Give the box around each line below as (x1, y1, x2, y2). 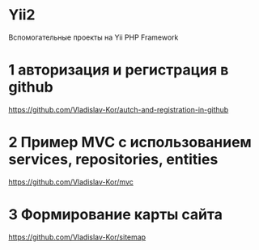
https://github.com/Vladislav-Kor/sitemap (8, 232, 146, 242)
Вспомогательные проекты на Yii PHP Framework (8, 32, 179, 42)
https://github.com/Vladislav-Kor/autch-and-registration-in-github (8, 104, 229, 114)
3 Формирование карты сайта (8, 206, 223, 223)
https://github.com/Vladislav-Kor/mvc (8, 176, 134, 187)
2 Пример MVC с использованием (8, 133, 253, 151)
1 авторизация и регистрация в (8, 61, 229, 79)
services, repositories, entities (8, 150, 219, 169)
